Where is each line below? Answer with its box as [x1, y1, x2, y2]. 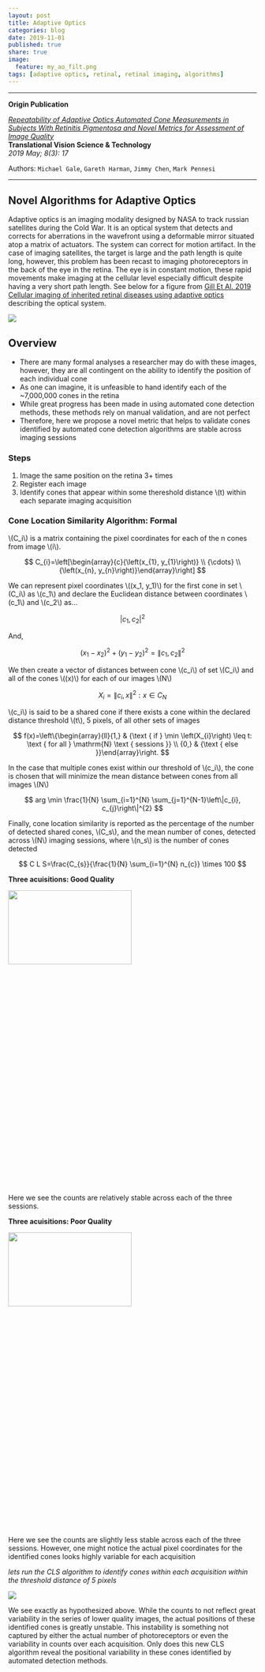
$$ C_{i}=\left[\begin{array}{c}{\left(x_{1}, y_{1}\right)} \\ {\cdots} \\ [24, 557, 241, 566]
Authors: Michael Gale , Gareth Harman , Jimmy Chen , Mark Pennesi [8, 163, 216, 173]
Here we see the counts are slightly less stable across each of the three [8, 1535, 241, 1545]
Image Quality [8, 131, 54, 141]
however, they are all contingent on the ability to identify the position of [19, 366, 251, 375]
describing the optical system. [8, 299, 106, 308]
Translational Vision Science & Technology [8, 140, 151, 149]
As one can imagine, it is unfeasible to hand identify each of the [19, 382, 227, 392]
